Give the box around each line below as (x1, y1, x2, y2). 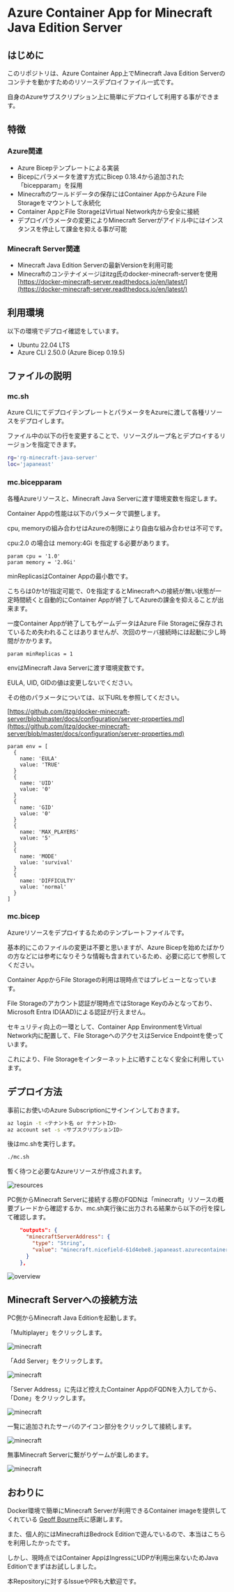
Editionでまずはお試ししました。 (7, 1562, 101, 1571)
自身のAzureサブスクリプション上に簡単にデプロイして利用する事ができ (7, 93, 214, 101)
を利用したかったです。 (7, 1539, 75, 1547)
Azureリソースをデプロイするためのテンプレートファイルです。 (7, 928, 188, 937)
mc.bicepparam (7, 477, 63, 487)
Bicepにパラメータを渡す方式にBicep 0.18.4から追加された (17, 172, 185, 181)
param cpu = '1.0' (7, 553, 61, 560)
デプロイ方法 (7, 1086, 63, 1098)
